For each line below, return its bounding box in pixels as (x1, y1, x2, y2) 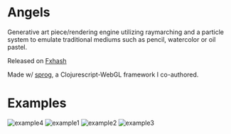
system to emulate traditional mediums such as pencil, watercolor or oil (7, 35, 216, 43)
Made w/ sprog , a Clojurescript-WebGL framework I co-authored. (7, 70, 199, 79)
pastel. (7, 43, 27, 51)
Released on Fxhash (7, 56, 67, 65)
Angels (7, 4, 50, 21)
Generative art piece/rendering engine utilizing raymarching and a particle (7, 28, 225, 36)
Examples (7, 95, 67, 111)
